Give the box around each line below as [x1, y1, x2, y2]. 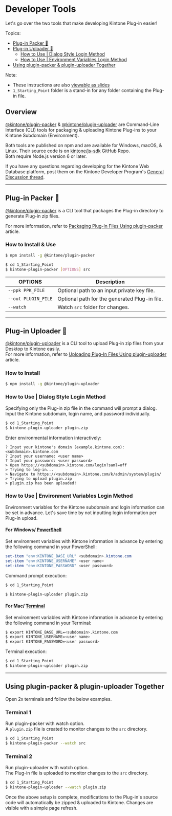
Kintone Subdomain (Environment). [5, 132, 79, 138]
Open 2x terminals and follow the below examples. [5, 696, 112, 702]
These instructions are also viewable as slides [12, 82, 110, 88]
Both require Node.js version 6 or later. [5, 153, 87, 159]
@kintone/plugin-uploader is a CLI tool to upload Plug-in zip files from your [5, 340, 164, 347]
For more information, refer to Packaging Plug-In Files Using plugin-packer [5, 223, 163, 229]
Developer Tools [5, 3, 76, 15]
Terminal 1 [5, 709, 32, 716]
